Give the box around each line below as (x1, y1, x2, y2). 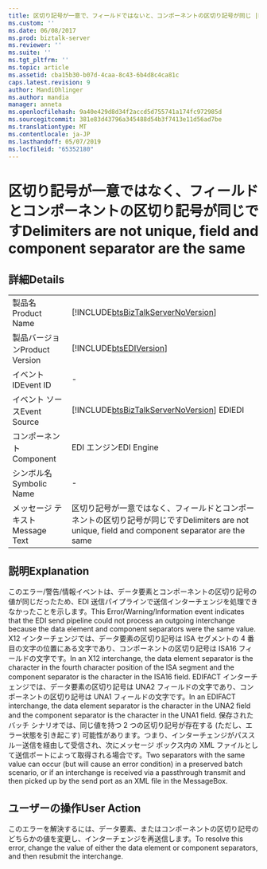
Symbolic (12, 478, 48, 490)
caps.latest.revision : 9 (8, 78, 91, 86)
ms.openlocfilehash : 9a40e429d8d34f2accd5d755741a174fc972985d (8, 108, 222, 116)
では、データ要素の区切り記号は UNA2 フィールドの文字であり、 (29, 682, 241, 692)
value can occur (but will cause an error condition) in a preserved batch (8, 759, 243, 769)
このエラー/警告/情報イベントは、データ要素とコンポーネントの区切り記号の (8, 587, 257, 596)
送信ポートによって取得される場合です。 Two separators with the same (14, 750, 246, 760)
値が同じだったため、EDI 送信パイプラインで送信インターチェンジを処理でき (8, 597, 258, 607)
